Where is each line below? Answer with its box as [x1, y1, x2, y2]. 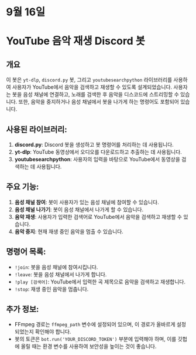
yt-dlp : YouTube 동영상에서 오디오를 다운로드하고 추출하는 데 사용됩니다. [14, 148, 183, 155]
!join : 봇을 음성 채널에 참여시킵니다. [14, 263, 98, 271]
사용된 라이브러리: [6, 124, 67, 134]
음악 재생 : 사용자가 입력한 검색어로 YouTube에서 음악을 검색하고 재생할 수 [14, 213, 183, 220]
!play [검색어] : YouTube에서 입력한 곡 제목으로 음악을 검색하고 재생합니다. [14, 278, 186, 285]
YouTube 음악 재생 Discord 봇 [6, 35, 145, 48]
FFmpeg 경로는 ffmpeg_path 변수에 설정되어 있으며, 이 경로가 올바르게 [14, 321, 176, 328]
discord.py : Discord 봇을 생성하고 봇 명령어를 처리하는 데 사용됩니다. [14, 141, 174, 148]
